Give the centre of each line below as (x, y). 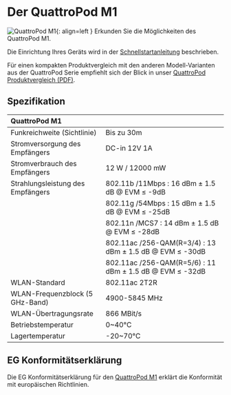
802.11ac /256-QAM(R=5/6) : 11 (161, 263)
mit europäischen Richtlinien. (48, 384)
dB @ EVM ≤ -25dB (138, 212)
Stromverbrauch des (44, 163)
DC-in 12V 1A (129, 148)
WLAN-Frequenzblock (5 (52, 294)
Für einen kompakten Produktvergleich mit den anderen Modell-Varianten (111, 65)
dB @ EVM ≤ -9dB (136, 192)
